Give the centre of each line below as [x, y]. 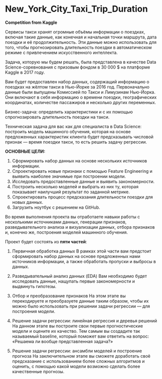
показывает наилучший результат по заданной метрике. [71, 192]
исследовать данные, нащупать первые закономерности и [73, 281]
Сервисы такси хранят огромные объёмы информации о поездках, [75, 32]
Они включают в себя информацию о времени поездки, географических [81, 97]
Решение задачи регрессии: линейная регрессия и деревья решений [84, 321]
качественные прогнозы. [38, 371]
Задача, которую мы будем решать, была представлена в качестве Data [81, 62]
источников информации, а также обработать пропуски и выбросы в [84, 261]
